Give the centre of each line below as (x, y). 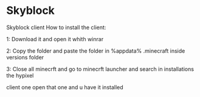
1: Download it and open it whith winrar (55, 39)
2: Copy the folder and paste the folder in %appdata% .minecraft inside (96, 51)
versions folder (25, 57)
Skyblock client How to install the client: (56, 27)
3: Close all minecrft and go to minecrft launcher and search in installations (100, 69)
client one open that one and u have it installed (65, 87)
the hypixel (20, 75)
